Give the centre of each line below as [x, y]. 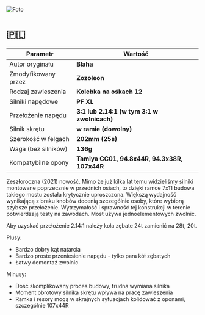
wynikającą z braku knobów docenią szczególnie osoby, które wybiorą [95, 201]
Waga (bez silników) [38, 148]
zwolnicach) [95, 119]
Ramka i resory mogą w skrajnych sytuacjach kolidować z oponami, [100, 299]
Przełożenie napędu [38, 115]
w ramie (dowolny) [104, 129]
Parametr [40, 54]
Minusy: [16, 274]
